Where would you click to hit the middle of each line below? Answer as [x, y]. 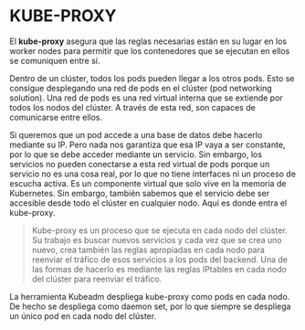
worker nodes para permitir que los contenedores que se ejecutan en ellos [150, 50]
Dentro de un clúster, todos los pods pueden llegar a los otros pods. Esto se [152, 78]
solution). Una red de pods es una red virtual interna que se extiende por [146, 98]
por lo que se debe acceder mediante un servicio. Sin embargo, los [136, 154]
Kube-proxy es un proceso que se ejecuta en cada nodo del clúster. [159, 230]
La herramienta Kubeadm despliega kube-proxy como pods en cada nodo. [150, 296]
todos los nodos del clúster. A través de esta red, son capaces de [132, 107]
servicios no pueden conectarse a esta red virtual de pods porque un [140, 164]
